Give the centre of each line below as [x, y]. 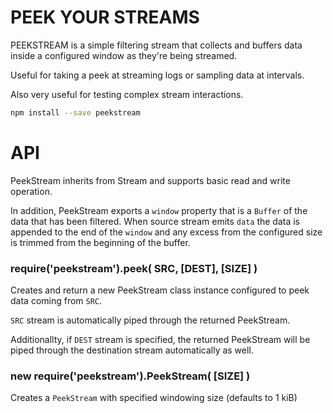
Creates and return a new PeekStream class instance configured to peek [160, 290]
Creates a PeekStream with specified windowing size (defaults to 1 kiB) [154, 398]
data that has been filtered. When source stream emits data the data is [155, 221]
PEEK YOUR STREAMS [105, 17]
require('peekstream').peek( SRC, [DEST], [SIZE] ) [134, 268]
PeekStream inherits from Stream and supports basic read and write [150, 180]
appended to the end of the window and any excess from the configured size [166, 232]
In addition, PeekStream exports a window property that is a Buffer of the [159, 210]
